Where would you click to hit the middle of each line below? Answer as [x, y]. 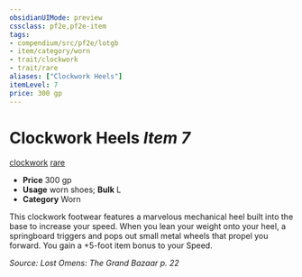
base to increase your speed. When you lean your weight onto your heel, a [148, 226]
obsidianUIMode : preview [56, 18]
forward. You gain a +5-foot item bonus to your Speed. [111, 245]
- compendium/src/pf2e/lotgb [64, 43]
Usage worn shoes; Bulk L [72, 189]
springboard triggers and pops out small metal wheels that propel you [139, 236]
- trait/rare [34, 69]
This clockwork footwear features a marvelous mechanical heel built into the [151, 217]
